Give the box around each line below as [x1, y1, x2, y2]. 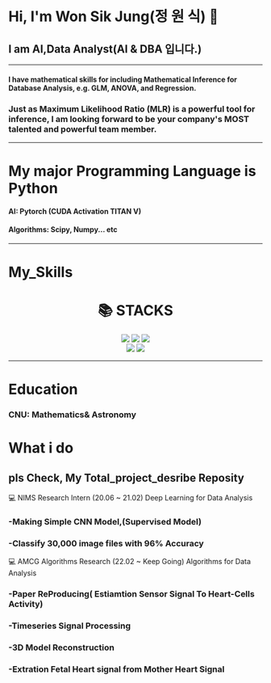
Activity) [8, 599, 44, 610]
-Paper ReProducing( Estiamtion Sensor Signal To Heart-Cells [8, 588, 256, 600]
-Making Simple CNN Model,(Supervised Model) [8, 516, 202, 528]
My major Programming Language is [8, 162, 256, 180]
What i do [8, 439, 74, 457]
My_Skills [8, 264, 73, 281]
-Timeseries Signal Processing [8, 620, 131, 631]
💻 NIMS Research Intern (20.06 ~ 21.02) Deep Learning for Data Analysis [8, 493, 253, 503]
